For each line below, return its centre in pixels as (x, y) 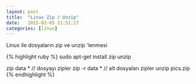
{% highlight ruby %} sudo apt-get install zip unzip (69, 57)
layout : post (22, 12)
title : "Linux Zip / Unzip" (43, 17)
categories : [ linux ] (32, 28)
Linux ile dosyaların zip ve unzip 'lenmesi (57, 45)
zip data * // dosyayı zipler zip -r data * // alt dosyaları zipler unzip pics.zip (98, 69)
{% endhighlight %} (31, 74)
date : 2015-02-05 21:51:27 (43, 23)
